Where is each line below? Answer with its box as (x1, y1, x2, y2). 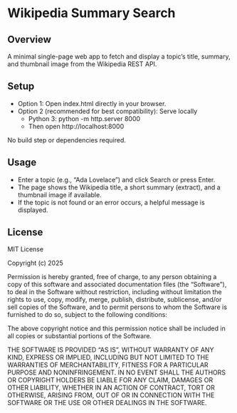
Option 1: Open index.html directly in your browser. (17, 99, 167, 108)
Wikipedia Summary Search (7, 5, 176, 21)
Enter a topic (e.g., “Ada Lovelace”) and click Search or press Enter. (17, 175, 216, 184)
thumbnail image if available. (17, 190, 102, 199)
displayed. (17, 205, 48, 214)
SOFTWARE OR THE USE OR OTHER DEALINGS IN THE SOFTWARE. (7, 399, 207, 407)
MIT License (7, 245, 44, 253)
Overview (7, 33, 52, 46)
